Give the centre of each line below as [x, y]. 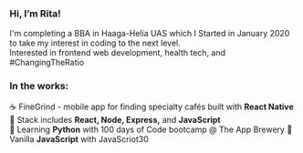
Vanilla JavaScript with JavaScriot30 [79, 138]
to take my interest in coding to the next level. [95, 43]
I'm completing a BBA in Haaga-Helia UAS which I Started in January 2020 [150, 34]
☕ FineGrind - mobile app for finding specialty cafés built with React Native [151, 107]
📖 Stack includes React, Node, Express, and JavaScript [115, 119]
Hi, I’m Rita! [35, 14]
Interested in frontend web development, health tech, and [118, 53]
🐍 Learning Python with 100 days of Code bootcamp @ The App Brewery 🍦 [151, 129]
